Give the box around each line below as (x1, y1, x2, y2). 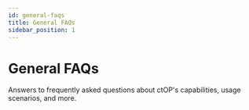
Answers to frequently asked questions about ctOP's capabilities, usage (8, 85, 241, 94)
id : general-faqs (8, 11, 65, 20)
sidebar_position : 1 (8, 26, 76, 34)
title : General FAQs (8, 19, 76, 27)
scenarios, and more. (8, 94, 77, 103)
